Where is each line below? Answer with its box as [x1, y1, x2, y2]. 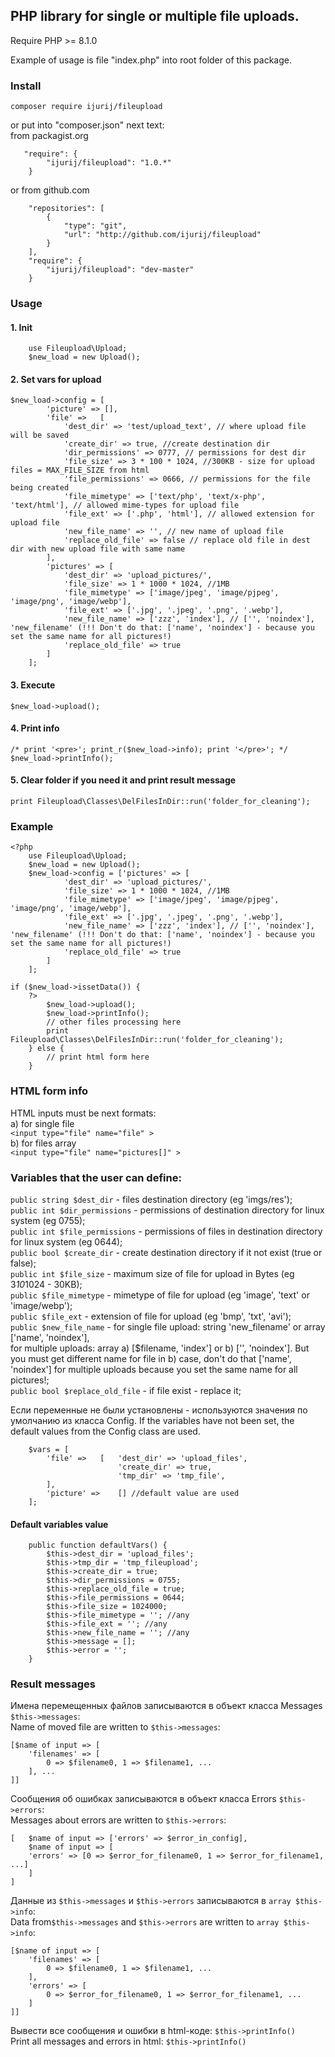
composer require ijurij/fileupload [10, 102, 163, 112]
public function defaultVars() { [28, 1540, 168, 1551]
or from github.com [10, 184, 90, 196]
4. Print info [10, 722, 60, 734]
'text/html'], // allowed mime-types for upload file [10, 500, 240, 511]
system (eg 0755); [10, 1214, 86, 1226]
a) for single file [10, 1117, 75, 1129]
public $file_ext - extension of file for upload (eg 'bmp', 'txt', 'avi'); [10, 1310, 292, 1322]
